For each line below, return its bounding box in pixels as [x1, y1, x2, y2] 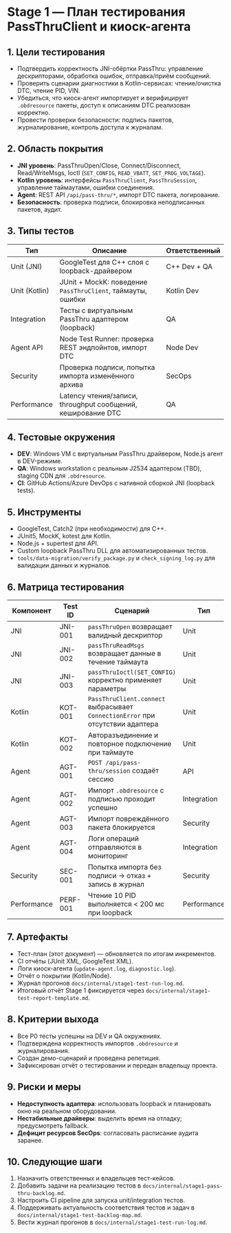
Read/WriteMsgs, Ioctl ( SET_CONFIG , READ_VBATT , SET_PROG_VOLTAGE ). [16, 168, 206, 176]
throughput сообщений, [59, 399, 137, 409]
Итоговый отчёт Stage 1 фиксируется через [16, 986, 144, 995]
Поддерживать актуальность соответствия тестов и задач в [16, 1203, 195, 1212]
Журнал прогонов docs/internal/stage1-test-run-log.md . [16, 979, 184, 987]
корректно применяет [87, 675, 162, 685]
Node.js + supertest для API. [16, 539, 99, 548]
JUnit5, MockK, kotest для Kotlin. [16, 532, 111, 540]
